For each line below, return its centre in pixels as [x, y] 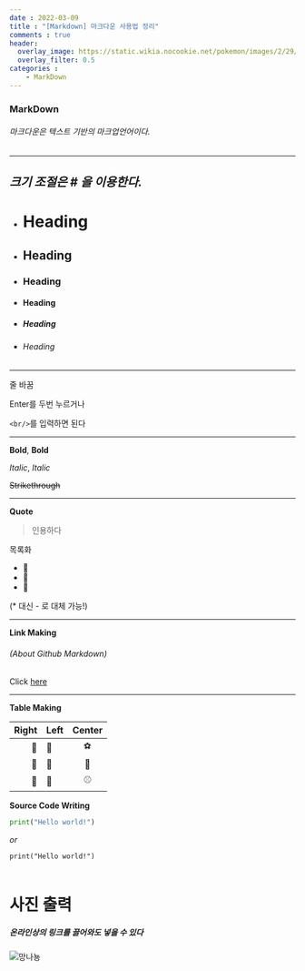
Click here [29, 682]
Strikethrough [35, 485]
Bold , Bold [29, 450]
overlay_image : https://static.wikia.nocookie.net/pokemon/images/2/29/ [158, 52]
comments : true [40, 35]
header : [24, 43]
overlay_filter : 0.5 [56, 60]
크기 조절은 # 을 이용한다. [76, 182]
